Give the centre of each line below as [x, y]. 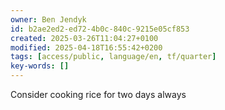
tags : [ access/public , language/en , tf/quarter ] [113, 57]
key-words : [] [40, 66]
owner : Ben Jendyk [48, 19]
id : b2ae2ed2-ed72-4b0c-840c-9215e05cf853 [100, 29]
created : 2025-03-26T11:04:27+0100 [84, 38]
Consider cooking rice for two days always [98, 94]
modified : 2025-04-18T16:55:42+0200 [86, 47]
